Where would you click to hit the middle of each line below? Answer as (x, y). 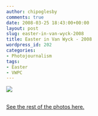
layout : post (22, 28)
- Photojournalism (29, 56)
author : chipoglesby (32, 12)
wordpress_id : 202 (29, 45)
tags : (13, 61)
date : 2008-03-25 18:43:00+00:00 (48, 23)
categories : (21, 51)
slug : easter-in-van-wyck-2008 (45, 34)
